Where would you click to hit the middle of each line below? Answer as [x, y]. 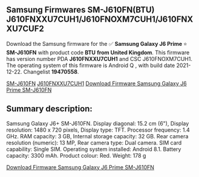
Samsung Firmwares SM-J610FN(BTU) [80, 10]
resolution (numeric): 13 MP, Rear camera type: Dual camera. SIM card [94, 143]
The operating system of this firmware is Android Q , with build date [91, 65]
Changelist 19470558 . [51, 71]
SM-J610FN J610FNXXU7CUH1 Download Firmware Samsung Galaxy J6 [96, 83]
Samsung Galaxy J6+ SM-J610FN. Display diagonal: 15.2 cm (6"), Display [98, 123]
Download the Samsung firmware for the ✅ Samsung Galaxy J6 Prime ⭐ [97, 43]
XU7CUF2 [25, 29]
